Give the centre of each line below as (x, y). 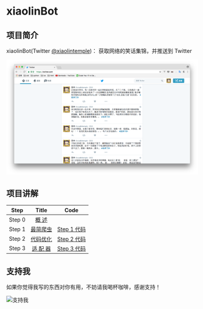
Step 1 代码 (72, 229)
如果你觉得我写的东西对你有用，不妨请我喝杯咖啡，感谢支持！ (84, 287)
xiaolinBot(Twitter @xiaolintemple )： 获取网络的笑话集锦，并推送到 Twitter (99, 51)
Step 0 (17, 220)
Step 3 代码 (72, 248)
